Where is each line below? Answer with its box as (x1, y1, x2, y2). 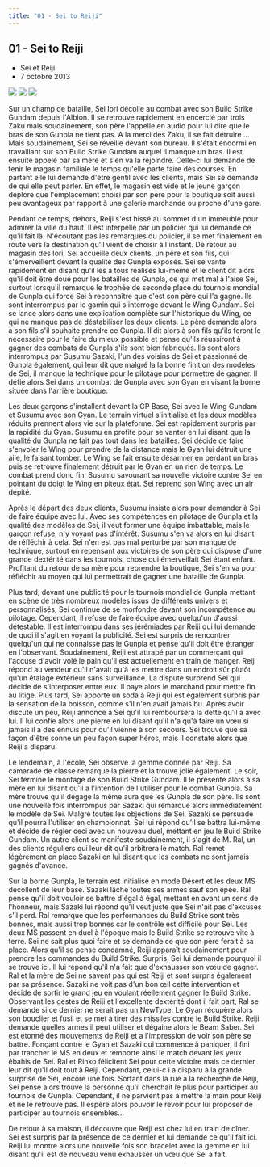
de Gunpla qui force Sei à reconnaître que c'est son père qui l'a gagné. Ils (8, 292, 252, 301)
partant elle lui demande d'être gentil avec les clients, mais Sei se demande (8, 173, 259, 183)
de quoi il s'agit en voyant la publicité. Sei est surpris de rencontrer (8, 630, 231, 640)
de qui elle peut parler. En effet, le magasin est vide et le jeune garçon (8, 181, 240, 191)
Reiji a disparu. (8, 742, 58, 752)
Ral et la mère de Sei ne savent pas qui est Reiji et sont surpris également (8, 971, 252, 980)
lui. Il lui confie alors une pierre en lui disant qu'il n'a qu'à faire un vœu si (8, 716, 249, 726)
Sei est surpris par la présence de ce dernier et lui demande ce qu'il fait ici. (8, 1132, 258, 1142)
